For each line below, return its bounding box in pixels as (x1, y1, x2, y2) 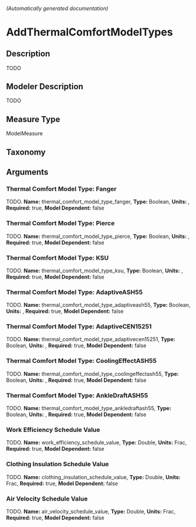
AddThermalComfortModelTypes (6, 25, 173, 38)
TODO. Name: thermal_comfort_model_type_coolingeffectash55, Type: (6, 370, 179, 377)
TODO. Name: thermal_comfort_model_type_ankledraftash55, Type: (6, 405, 172, 412)
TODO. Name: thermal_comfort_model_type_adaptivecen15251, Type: (6, 336, 175, 343)
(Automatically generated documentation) (6, 5, 109, 12)
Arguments (6, 167, 49, 177)
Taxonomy (6, 147, 46, 157)
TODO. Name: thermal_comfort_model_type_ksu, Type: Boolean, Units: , (6, 267, 183, 274)
